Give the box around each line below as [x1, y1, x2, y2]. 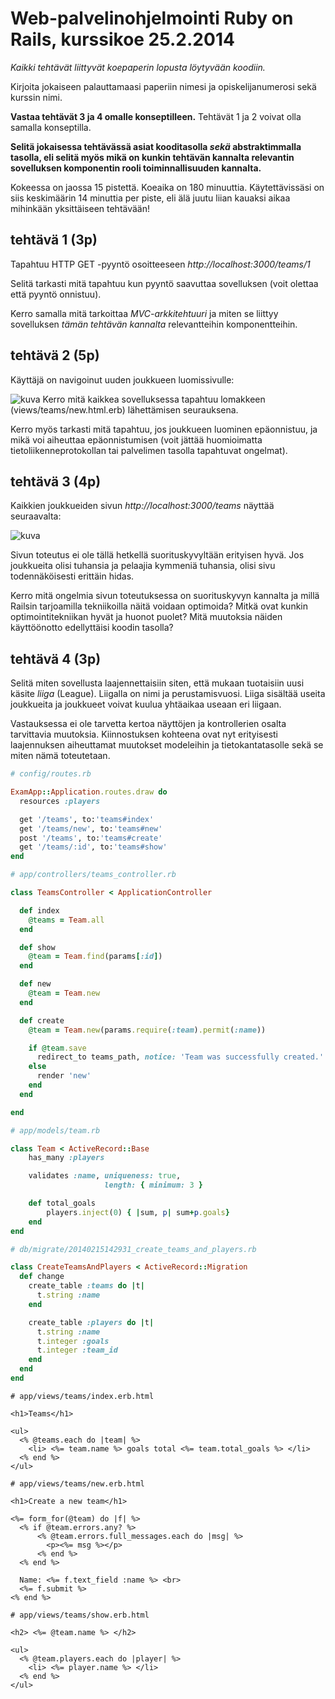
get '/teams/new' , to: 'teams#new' [19, 823, 163, 834]
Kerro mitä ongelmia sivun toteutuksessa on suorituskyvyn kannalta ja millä [10, 590, 320, 602]
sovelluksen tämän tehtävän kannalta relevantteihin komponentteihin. [10, 318, 298, 330]
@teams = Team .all [28, 915, 105, 925]
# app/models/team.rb [10, 1125, 101, 1136]
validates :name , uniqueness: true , [28, 1171, 182, 1181]
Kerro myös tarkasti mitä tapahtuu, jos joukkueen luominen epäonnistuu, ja [10, 423, 318, 435]
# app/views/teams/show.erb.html [10, 1610, 150, 1620]
